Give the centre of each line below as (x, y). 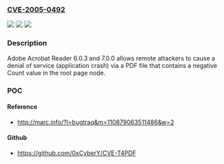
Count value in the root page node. (56, 73)
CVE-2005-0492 (36, 10)
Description (27, 43)
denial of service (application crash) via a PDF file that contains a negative (112, 65)
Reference (22, 107)
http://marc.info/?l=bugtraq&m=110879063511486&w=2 (96, 122)
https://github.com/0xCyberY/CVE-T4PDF (77, 153)
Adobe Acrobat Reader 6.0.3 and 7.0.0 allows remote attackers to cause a (111, 58)
